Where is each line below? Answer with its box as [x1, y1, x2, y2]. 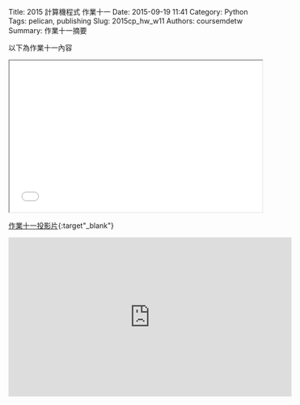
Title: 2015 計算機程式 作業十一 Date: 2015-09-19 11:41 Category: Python [8, 7, 248, 16]
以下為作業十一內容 [8, 43, 73, 53]
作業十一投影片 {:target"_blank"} [8, 221, 115, 230]
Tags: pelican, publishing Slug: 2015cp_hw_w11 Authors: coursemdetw [8, 16, 243, 26]
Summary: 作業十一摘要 [8, 26, 87, 35]
